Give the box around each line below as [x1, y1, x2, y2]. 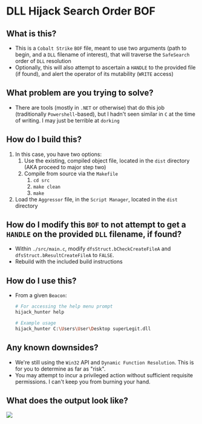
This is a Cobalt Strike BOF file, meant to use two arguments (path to [15, 44, 187, 52]
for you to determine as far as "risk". [15, 365, 106, 372]
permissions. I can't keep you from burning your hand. [15, 378, 151, 385]
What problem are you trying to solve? [6, 88, 154, 98]
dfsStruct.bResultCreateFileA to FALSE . [15, 252, 114, 259]
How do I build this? [6, 135, 82, 145]
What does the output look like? [6, 395, 128, 406]
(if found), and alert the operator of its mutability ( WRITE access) [15, 70, 174, 77]
